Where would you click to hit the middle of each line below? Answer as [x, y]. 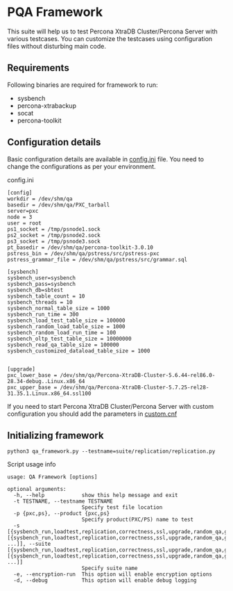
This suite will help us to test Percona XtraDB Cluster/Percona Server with [112, 31]
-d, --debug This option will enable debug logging [105, 581]
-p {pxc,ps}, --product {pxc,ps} [62, 514]
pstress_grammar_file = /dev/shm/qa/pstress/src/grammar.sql [97, 259]
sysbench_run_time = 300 [43, 314]
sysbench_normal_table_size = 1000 [59, 308]
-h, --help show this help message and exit [96, 495]
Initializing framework [55, 435]
